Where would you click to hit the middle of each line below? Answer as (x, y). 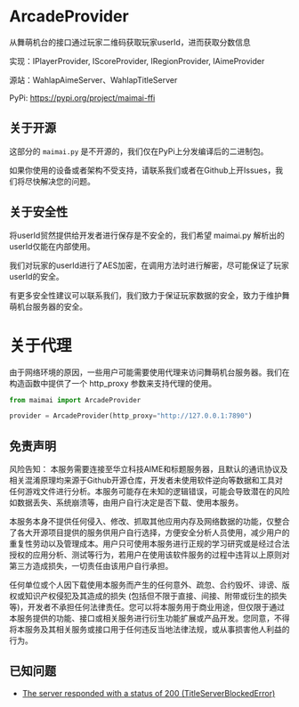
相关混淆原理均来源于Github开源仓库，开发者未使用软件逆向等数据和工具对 (146, 480)
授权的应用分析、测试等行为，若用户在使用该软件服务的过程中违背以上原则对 (149, 555)
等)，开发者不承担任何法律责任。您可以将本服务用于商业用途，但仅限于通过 (147, 607)
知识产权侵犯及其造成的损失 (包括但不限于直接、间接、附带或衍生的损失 (156, 596)
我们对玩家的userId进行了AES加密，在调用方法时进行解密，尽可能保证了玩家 (149, 265)
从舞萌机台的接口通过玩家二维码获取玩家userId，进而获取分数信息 (130, 42)
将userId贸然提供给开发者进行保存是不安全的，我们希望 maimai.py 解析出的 (147, 235)
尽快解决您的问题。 (60, 181)
